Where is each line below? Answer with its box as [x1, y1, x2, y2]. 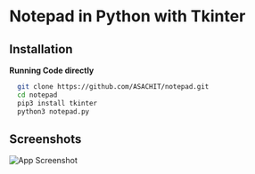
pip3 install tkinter [17, 99, 98, 107]
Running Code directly [9, 65, 95, 75]
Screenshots [9, 131, 82, 146]
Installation [9, 42, 73, 57]
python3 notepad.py [17, 107, 90, 116]
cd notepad [17, 91, 58, 99]
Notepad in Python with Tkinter [9, 6, 246, 27]
